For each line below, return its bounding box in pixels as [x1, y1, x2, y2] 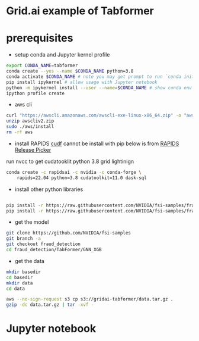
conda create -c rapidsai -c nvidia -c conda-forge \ [6, 169, 142, 175]
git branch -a [6, 236, 41, 242]
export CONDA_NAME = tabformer [6, 62, 78, 69]
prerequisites [6, 32, 73, 45]
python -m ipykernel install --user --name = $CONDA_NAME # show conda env [6, 85, 192, 90]
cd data [6, 286, 25, 292]
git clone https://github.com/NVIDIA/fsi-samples [6, 230, 131, 236]
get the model [14, 218, 49, 226]
